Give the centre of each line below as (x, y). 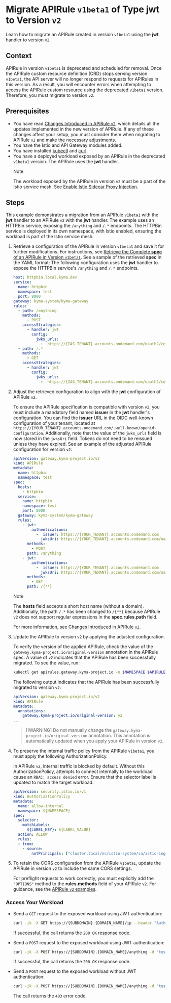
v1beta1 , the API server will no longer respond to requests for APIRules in (82, 79)
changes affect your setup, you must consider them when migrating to (87, 134)
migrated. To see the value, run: (46, 663)
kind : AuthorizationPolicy (42, 796)
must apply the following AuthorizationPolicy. (60, 756)
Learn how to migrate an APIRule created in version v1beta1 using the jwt (82, 34)
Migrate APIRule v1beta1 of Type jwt (82, 9)
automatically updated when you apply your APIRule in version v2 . (95, 741)
